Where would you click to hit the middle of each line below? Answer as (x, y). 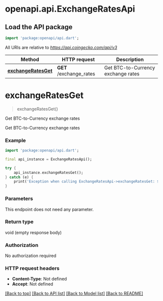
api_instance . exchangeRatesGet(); (49, 172)
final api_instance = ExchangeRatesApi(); (49, 159)
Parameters (19, 199)
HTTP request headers (32, 268)
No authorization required (31, 256)
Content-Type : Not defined (39, 279)
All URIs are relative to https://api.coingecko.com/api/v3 (61, 47)
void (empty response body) (33, 232)
